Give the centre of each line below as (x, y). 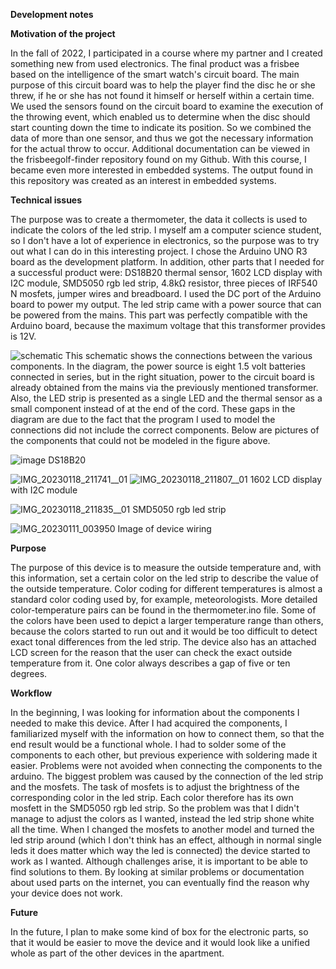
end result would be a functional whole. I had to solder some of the (148, 744)
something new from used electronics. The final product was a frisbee (155, 63)
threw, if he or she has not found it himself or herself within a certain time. (162, 95)
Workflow (31, 693)
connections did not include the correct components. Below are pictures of (165, 430)
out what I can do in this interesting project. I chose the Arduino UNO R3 (159, 251)
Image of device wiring (164, 528)
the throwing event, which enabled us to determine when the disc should (160, 117)
